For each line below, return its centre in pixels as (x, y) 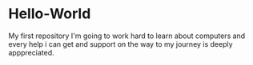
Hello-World (50, 14)
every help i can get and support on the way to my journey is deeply (121, 44)
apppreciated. (31, 52)
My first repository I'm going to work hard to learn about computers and (127, 36)
